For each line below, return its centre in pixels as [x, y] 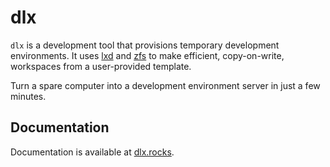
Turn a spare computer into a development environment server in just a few [165, 85]
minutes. [28, 96]
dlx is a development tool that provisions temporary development [145, 45]
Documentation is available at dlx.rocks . [92, 152]
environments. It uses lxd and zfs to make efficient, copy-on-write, [147, 55]
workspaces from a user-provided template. [101, 66]
